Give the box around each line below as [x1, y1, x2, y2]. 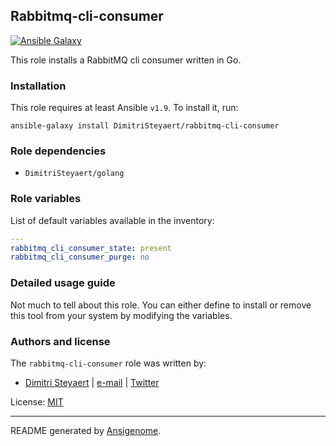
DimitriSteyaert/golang [24, 169, 125, 179]
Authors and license [10, 334, 111, 348]
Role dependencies [10, 144, 107, 158]
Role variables [10, 192, 82, 206]
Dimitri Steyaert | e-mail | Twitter [24, 376, 160, 388]
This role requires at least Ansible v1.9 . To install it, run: [10, 102, 239, 114]
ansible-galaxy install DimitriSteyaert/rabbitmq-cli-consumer [10, 121, 280, 131]
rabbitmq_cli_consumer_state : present [10, 243, 172, 253]
